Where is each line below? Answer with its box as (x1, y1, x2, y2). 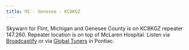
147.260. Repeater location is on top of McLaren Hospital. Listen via (6, 31, 170, 38)
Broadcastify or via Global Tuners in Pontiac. (6, 37, 115, 44)
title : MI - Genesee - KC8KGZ (6, 8, 81, 15)
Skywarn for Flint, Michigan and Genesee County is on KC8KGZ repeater (6, 25, 183, 32)
